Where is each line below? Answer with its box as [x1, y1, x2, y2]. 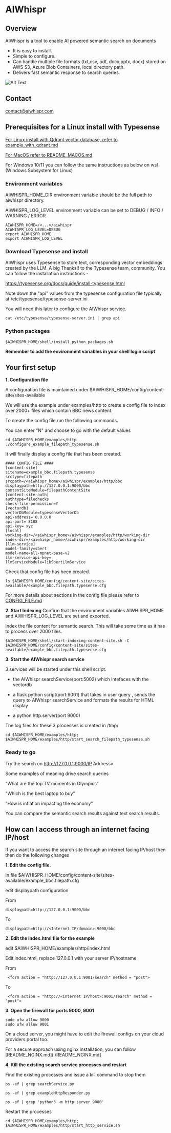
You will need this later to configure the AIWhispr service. [5, 306, 126, 312]
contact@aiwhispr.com [5, 108, 54, 114]
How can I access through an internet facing [5, 825, 149, 834]
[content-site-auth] [5, 492, 50, 498]
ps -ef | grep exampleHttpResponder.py [5, 1090, 91, 1096]
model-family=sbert [5, 546, 47, 552]
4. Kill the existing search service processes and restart [5, 1062, 127, 1068]
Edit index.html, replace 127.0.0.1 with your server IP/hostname [5, 955, 137, 961]
